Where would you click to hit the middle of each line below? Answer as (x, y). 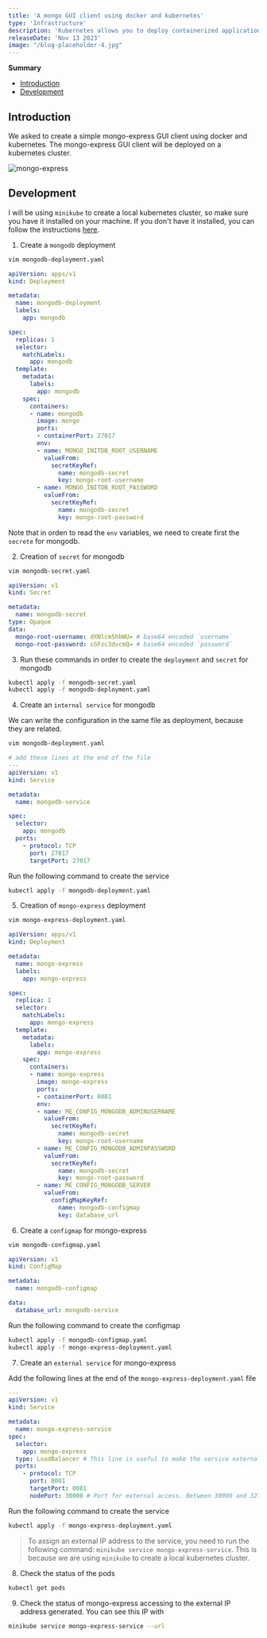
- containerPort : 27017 (76, 436)
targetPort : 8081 (58, 1488)
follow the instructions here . (54, 229)
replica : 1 (33, 1000)
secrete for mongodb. (44, 541)
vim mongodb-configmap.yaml (55, 1245)
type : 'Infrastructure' (48, 23)
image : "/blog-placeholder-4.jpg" (66, 45)
